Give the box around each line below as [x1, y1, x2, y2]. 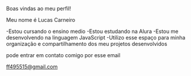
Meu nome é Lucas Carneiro [6, 16, 76, 23]
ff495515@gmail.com [6, 63, 58, 70]
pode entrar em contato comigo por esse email [6, 52, 121, 58]
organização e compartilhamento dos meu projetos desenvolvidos [6, 41, 167, 47]
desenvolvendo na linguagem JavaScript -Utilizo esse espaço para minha [6, 34, 186, 41]
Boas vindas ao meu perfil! [6, 5, 72, 12]
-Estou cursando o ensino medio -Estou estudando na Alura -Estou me [6, 28, 179, 35]
